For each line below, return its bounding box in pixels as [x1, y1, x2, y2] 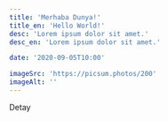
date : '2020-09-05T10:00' [9, 54, 105, 63]
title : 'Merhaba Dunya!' [9, 12, 101, 22]
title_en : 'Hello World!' [9, 21, 105, 30]
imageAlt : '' [9, 78, 58, 87]
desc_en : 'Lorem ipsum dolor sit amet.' [9, 37, 162, 47]
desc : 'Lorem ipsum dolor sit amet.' [9, 29, 149, 38]
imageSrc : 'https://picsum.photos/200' [9, 70, 157, 79]
